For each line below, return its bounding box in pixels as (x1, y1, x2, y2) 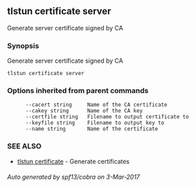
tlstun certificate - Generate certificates (17, 157, 130, 165)
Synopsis (7, 41, 39, 50)
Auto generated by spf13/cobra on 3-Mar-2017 (7, 173, 140, 181)
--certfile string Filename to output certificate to (25, 114, 189, 121)
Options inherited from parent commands (7, 86, 149, 96)
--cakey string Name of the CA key (25, 107, 143, 114)
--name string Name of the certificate (25, 125, 158, 133)
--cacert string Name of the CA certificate (25, 101, 168, 109)
